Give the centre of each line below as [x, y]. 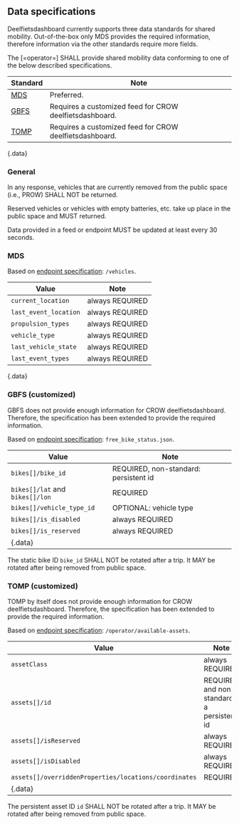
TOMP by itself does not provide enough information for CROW [100, 601]
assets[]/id [31, 702]
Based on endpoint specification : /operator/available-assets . [99, 630]
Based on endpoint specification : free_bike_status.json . [91, 439]
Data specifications [52, 12]
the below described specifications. [60, 65]
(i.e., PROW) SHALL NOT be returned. [63, 195]
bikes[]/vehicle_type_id [53, 507]
